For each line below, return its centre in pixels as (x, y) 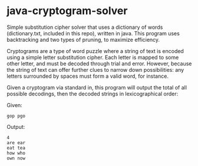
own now (16, 158)
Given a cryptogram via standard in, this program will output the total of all (97, 87)
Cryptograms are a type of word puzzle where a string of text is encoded (95, 51)
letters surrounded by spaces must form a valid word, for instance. (88, 76)
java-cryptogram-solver (67, 11)
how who (16, 153)
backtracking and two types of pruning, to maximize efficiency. (83, 39)
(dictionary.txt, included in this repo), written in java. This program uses (93, 33)
